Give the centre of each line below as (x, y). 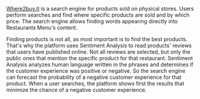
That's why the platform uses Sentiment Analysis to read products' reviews (99, 45)
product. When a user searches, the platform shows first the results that (95, 83)
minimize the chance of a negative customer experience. (77, 90)
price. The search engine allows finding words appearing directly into (92, 21)
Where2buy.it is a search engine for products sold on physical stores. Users (100, 9)
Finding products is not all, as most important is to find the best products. (97, 39)
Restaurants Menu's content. (42, 27)
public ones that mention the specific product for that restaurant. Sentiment (100, 58)
